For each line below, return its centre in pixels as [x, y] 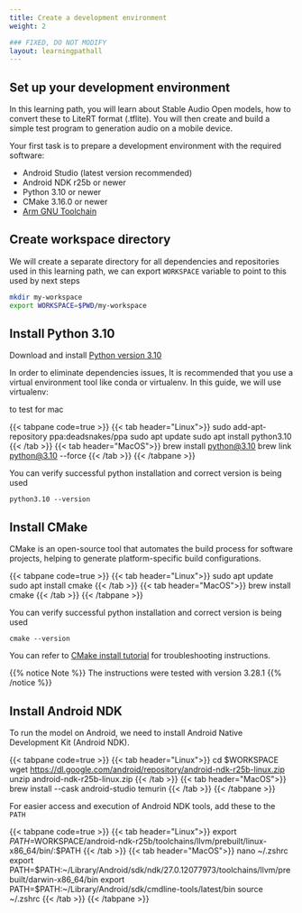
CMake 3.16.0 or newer [65, 202]
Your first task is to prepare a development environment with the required [146, 146]
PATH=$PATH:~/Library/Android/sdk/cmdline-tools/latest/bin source [136, 890]
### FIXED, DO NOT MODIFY [58, 42]
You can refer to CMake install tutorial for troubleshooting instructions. [140, 656]
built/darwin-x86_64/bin [54, 880]
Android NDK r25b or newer [74, 182]
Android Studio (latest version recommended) [107, 173]
